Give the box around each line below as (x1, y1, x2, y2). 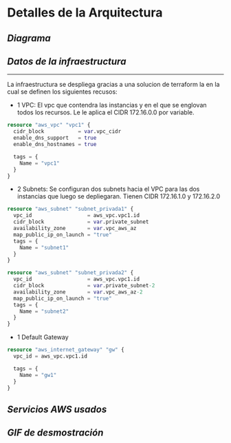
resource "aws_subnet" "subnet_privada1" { (7, 205, 134, 213)
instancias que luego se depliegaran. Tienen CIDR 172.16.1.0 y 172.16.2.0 (16, 192, 221, 200)
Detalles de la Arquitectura (7, 5, 163, 21)
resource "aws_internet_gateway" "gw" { (7, 347, 125, 353)
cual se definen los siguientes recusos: (7, 87, 118, 96)
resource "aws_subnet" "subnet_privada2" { (7, 269, 134, 276)
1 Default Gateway (16, 333, 69, 342)
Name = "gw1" (19, 371, 57, 378)
